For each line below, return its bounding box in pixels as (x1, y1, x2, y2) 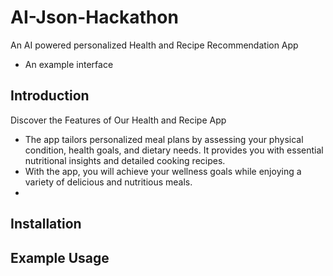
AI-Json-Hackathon (10, 6, 179, 29)
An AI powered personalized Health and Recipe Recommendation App (10, 39, 299, 51)
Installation (10, 216, 82, 233)
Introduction (10, 87, 90, 105)
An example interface (24, 58, 114, 70)
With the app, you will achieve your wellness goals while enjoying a (24, 165, 302, 177)
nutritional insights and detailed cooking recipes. (24, 154, 226, 166)
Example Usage (10, 249, 110, 266)
